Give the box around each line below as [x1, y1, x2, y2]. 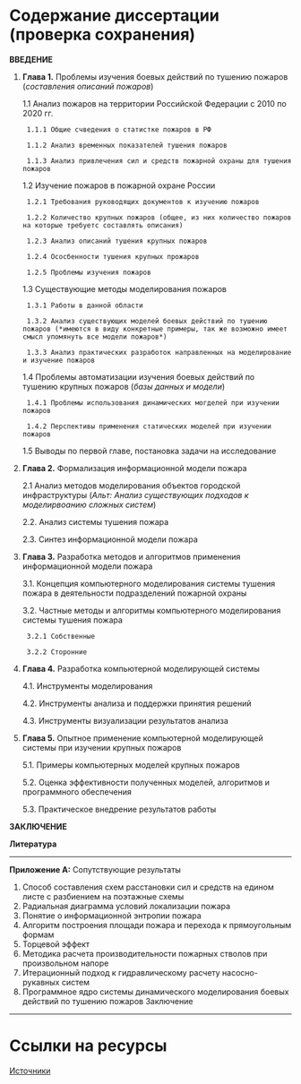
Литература [9, 839, 57, 849]
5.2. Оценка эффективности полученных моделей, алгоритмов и [21, 777, 271, 787]
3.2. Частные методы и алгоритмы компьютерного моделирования [21, 605, 281, 615]
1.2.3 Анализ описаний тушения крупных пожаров [26, 237, 208, 245]
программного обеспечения [21, 786, 132, 797]
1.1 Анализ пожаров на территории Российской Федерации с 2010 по [21, 98, 287, 108]
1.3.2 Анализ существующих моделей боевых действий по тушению [26, 316, 268, 325]
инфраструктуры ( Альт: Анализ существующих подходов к [21, 489, 249, 500]
